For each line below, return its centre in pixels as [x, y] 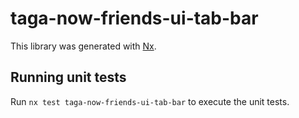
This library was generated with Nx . [83, 46]
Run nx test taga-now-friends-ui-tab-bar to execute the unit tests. [150, 101]
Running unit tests [68, 77]
